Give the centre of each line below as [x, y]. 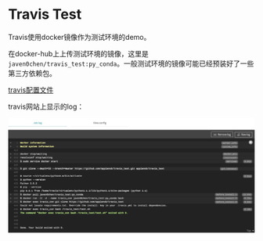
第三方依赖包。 [32, 73]
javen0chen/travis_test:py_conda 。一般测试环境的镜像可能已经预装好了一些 [131, 63]
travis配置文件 [31, 90]
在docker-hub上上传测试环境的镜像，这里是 [78, 53]
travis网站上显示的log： [46, 106]
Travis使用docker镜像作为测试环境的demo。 [79, 37]
